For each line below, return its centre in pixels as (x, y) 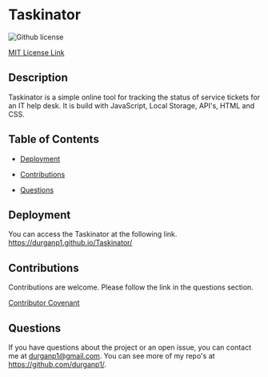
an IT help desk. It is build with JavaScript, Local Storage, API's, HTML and (131, 105)
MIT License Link (36, 52)
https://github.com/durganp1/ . (57, 364)
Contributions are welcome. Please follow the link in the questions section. (131, 287)
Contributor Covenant (44, 303)
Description (38, 78)
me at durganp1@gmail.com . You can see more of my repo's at (112, 356)
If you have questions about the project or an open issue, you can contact (130, 347)
